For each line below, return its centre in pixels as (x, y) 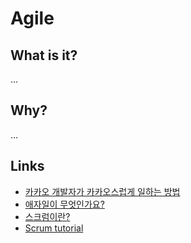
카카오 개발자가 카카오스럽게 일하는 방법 (102, 191)
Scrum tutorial (54, 228)
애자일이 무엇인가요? (64, 204)
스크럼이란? (47, 216)
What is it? (44, 55)
